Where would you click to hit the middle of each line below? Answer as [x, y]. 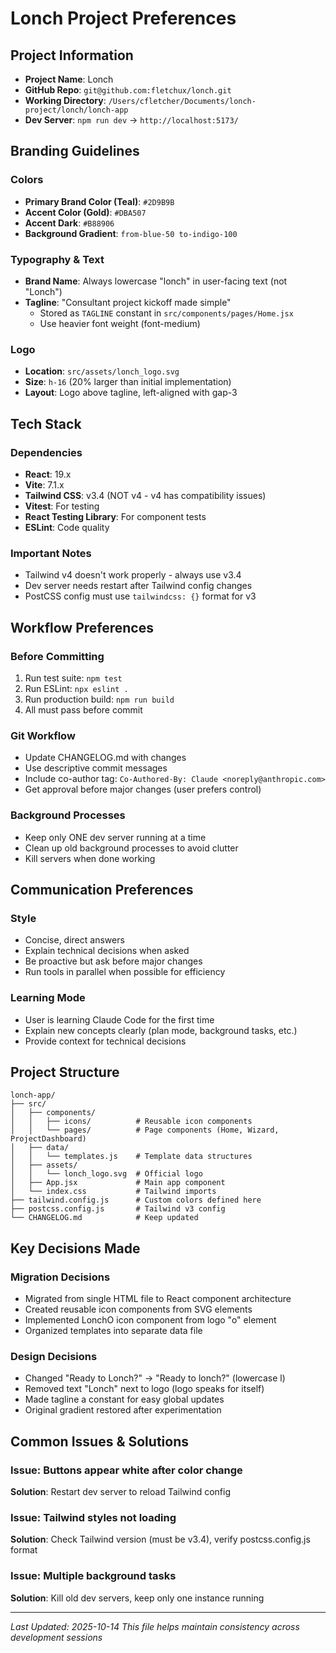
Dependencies [46, 452]
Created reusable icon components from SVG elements [138, 1309]
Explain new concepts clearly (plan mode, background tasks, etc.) [161, 1030]
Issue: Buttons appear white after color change [126, 1470]
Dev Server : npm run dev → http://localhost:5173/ [131, 120]
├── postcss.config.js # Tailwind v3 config [118, 1209]
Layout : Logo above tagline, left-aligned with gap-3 [131, 393]
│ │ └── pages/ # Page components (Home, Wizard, [145, 1130]
